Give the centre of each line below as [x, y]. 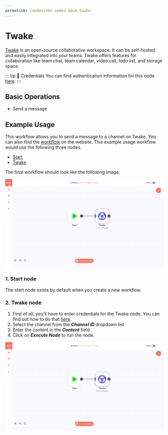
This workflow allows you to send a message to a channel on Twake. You [81, 137]
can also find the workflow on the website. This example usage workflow [81, 142]
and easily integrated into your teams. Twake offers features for [71, 55]
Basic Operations [33, 97]
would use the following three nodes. [43, 148]
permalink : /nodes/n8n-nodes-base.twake [48, 11]
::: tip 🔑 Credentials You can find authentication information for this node [80, 76]
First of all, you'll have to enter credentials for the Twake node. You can [86, 314]
